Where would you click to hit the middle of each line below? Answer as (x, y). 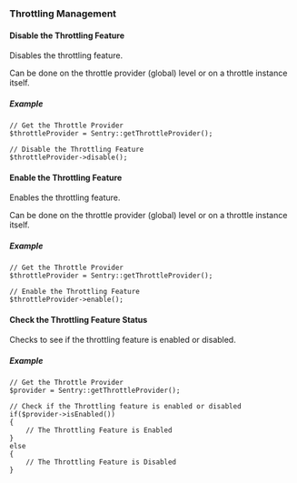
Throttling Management (63, 14)
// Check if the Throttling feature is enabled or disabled (126, 407)
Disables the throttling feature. (66, 55)
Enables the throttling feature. (65, 197)
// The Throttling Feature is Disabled (101, 462)
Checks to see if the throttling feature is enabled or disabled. (123, 340)
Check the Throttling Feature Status (79, 319)
